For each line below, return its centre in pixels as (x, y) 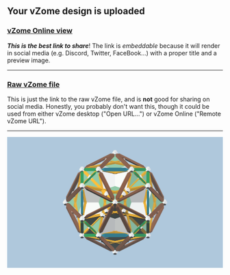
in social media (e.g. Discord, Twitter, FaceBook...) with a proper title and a (112, 53)
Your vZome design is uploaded (76, 11)
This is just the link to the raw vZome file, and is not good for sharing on (108, 99)
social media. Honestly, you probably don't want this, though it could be (108, 106)
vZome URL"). (27, 121)
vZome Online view (40, 31)
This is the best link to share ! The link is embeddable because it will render (114, 45)
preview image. (29, 60)
